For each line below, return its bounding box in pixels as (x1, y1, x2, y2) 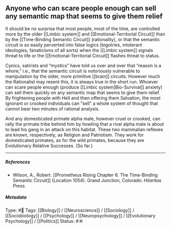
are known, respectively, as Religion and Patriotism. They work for (5, 132, 144, 138)
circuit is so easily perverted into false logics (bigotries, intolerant (5, 42, 142, 48)
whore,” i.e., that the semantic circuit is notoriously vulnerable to (5, 68, 140, 74)
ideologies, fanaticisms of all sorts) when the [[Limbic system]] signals (5, 47, 154, 53)
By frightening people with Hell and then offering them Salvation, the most (5, 95, 161, 101)
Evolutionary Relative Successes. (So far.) (5, 142, 93, 149)
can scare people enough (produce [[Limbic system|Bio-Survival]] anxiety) (5, 84, 163, 90)
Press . (12, 183, 26, 189)
